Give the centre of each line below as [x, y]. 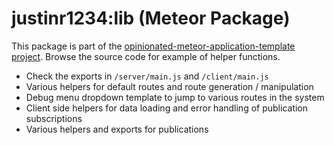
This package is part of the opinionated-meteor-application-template [153, 46]
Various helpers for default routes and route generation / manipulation [169, 86]
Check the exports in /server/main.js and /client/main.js [147, 76]
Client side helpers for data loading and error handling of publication [167, 108]
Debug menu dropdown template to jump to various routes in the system [175, 97]
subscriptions [54, 118]
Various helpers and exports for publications [117, 129]
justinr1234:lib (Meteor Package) [151, 18]
